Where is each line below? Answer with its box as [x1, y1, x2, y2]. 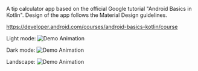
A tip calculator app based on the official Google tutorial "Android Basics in [6, 5, 192, 12]
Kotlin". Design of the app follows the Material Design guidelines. [6, 11, 167, 19]
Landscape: [6, 58, 36, 65]
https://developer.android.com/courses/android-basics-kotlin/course [6, 23, 178, 30]
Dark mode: [6, 46, 36, 54]
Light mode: [6, 35, 36, 42]
